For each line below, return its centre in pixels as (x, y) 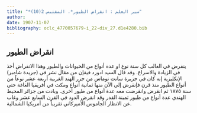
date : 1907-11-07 (28, 22)
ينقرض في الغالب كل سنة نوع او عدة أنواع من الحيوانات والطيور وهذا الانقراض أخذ (97, 66)
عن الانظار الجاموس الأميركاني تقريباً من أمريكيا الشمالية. (69, 104)
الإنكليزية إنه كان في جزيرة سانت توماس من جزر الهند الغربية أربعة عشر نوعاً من (95, 79)
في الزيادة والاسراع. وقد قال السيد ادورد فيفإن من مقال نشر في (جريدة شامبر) (93, 72)
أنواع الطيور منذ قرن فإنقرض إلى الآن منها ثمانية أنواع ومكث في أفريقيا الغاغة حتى (96, 85)
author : (16, 17)
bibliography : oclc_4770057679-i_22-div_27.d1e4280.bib (77, 28)
